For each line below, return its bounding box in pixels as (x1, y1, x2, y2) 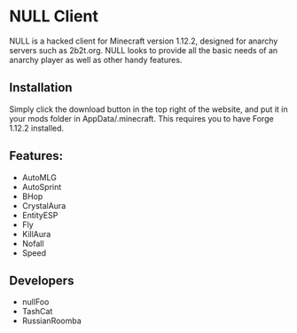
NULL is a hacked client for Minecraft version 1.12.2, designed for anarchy (9, 36, 278, 46)
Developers (9, 273, 74, 288)
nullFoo (21, 297, 50, 307)
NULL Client (9, 6, 99, 27)
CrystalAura (21, 200, 66, 210)
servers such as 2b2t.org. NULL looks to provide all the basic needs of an (9, 44, 278, 55)
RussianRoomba (21, 315, 82, 326)
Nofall (21, 238, 44, 249)
